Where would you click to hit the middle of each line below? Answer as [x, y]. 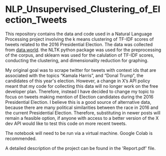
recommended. [21, 138]
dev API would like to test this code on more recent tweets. [66, 123]
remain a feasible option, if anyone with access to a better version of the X [82, 118]
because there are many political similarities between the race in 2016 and [82, 107]
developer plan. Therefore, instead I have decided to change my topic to [80, 91]
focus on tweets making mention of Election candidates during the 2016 [79, 97]
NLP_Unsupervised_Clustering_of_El [83, 9]
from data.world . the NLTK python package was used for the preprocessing [83, 50]
